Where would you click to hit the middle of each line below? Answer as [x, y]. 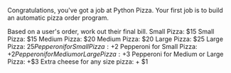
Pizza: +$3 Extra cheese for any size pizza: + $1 [78, 62]
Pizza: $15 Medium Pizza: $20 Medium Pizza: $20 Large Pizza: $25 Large [116, 39]
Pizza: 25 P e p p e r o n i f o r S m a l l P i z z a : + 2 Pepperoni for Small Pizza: [102, 46]
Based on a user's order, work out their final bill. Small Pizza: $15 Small [111, 32]
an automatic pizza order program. [58, 18]
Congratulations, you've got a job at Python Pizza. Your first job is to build [116, 10]
